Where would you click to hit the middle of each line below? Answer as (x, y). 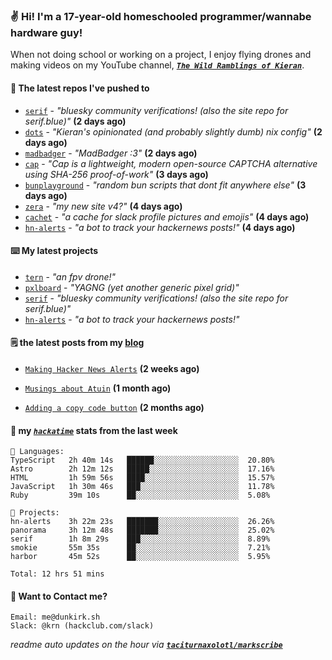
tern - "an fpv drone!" (70, 276)
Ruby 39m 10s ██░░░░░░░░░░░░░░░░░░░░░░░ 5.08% (140, 495)
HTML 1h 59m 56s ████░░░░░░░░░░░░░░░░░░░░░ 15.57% (142, 478)
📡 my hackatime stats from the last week (94, 430)
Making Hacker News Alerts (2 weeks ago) (112, 368)
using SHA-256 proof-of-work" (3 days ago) (116, 174)
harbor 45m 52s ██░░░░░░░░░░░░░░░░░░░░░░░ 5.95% (140, 557)
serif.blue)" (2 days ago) (75, 121)
